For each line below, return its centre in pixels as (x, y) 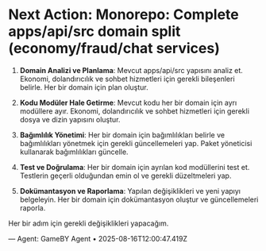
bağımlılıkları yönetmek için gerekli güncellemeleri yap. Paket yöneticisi (136, 143)
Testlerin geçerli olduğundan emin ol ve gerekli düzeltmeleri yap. (125, 176)
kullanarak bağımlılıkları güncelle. (74, 152)
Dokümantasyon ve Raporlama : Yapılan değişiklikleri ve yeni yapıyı (130, 191)
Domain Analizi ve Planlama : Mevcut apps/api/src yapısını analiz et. (131, 70)
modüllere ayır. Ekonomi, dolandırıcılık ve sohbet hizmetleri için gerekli (135, 111)
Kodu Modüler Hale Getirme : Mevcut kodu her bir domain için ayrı (128, 102)
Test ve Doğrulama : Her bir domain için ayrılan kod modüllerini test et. (135, 167)
